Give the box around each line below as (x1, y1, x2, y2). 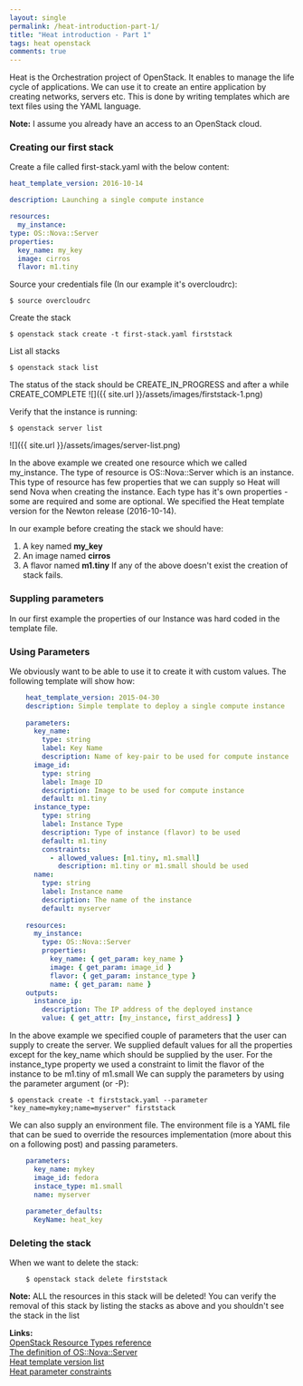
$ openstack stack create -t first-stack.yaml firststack (9, 330, 232, 339)
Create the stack (9, 312, 71, 323)
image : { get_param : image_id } (49, 962, 172, 971)
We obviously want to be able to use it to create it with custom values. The (9, 666, 287, 677)
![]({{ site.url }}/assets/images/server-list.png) (9, 440, 181, 451)
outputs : (25, 988, 59, 998)
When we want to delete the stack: (9, 1257, 139, 1268)
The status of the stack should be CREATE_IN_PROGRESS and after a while (9, 379, 289, 390)
